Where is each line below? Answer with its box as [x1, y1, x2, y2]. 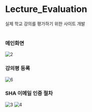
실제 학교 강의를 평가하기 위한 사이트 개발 [5, 20, 85, 26]
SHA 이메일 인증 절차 [5, 90, 53, 97]
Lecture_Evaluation [5, 3, 87, 15]
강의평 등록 [5, 65, 30, 72]
